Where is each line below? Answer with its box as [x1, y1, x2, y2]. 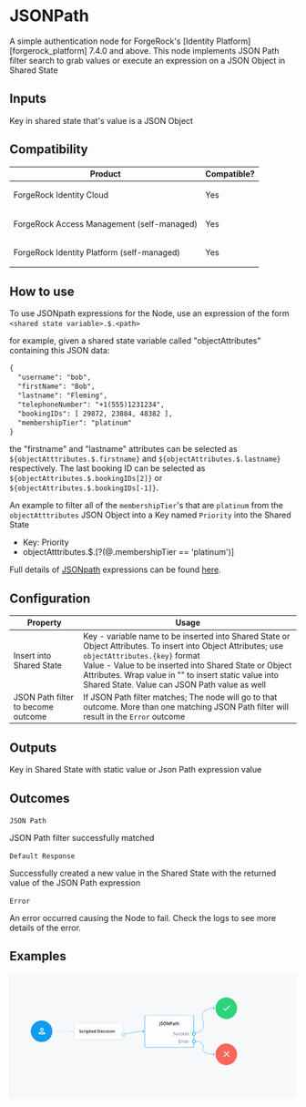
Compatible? [205, 169, 255, 179]
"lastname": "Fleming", [17, 391, 107, 401]
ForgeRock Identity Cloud [13, 190, 109, 200]
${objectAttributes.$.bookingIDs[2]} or [9, 473, 163, 484]
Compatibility [9, 142, 88, 158]
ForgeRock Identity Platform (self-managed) [13, 247, 180, 258]
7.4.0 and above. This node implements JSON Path [89, 45, 280, 56]
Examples [9, 948, 66, 964]
